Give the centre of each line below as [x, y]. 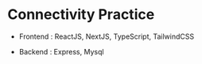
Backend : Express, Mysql [61, 51]
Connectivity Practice [81, 15]
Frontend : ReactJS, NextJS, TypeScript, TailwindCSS [107, 36]
